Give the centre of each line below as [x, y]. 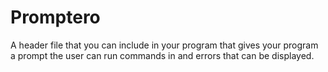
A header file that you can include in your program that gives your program [164, 45]
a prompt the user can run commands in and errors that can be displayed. [162, 55]
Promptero [55, 17]
